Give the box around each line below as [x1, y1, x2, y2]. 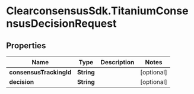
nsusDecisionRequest [6, 17, 117, 30]
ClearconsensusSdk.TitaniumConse [6, 4, 189, 18]
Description [100, 58, 135, 66]
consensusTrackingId [9, 68, 72, 76]
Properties [6, 40, 46, 51]
